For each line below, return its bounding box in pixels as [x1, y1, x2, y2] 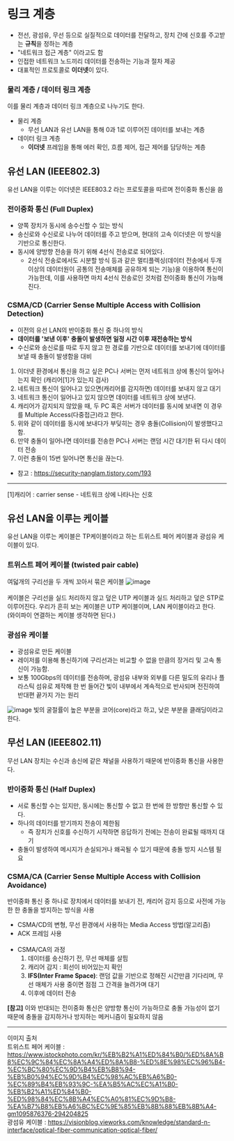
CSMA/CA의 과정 [17, 946, 65, 954]
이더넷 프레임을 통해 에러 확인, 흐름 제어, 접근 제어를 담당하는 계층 [27, 143, 206, 151]
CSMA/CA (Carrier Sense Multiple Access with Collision [7, 872, 201, 882]
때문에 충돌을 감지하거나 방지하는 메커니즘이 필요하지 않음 [7, 1013, 164, 1021]
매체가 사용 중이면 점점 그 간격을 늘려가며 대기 [35, 981, 160, 989]
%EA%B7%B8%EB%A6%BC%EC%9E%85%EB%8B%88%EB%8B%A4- [7, 1103, 217, 1111]
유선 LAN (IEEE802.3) [7, 165, 101, 177]
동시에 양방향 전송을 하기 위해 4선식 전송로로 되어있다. [17, 248, 165, 256]
